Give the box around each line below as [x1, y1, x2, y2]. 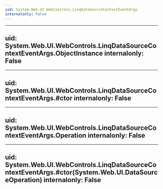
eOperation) [5, 176, 43, 184]
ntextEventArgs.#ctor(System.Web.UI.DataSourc [5, 168, 158, 177]
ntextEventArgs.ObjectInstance [5, 49, 103, 57]
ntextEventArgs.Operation [5, 131, 86, 140]
